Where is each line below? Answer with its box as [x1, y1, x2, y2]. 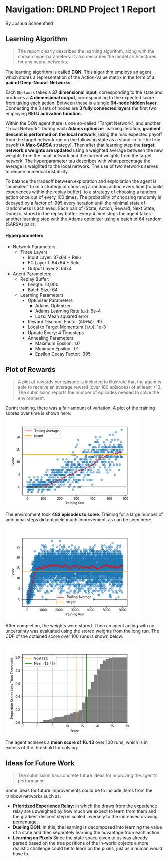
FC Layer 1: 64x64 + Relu [27, 259, 80, 266]
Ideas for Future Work [5, 759, 75, 768]
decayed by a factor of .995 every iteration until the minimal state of [5, 200, 145, 206]
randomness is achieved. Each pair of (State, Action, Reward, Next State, [5, 205, 156, 211]
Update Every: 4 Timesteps [27, 329, 84, 336]
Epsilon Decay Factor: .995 [35, 351, 91, 357]
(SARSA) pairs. [5, 221, 36, 227]
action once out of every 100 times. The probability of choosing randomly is [5, 194, 162, 200]
